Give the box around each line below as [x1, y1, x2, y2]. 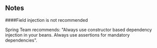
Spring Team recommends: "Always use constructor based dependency [5, 27, 152, 33]
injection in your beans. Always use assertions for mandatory [5, 32, 130, 38]
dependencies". [5, 37, 38, 43]
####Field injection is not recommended [5, 17, 88, 23]
